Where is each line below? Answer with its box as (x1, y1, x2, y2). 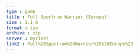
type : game (6, 8, 35, 15)
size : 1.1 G (6, 19, 38, 25)
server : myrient (6, 36, 49, 41)
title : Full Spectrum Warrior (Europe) (6, 14, 108, 20)
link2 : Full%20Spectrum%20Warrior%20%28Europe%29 (6, 41, 134, 47)
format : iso (6, 24, 38, 31)
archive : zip (6, 30, 41, 36)
